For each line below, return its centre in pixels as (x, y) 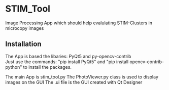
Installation (23, 44)
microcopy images (25, 28)
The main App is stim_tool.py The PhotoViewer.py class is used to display (82, 77)
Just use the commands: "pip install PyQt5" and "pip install (67, 62)
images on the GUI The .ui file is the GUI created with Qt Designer (74, 82)
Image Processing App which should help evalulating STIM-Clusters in (79, 23)
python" (14, 67)
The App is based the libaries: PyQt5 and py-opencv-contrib (68, 56)
